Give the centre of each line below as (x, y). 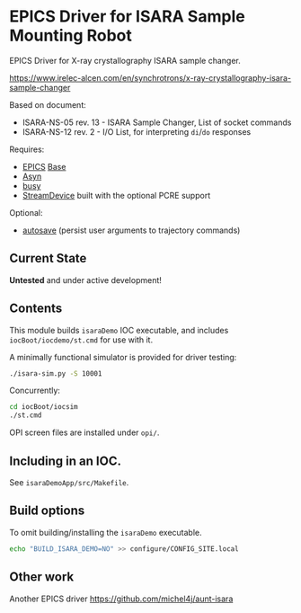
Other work (42, 577)
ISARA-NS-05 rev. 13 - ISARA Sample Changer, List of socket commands (157, 122)
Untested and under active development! (85, 280)
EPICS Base (44, 166)
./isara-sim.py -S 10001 (56, 373)
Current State (48, 258)
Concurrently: (35, 391)
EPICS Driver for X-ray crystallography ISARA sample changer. (125, 60)
